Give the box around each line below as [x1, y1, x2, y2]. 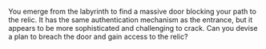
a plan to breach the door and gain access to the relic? [8, 32, 188, 41]
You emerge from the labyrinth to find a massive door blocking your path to [8, 7, 256, 16]
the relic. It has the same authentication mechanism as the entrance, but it [8, 15, 253, 24]
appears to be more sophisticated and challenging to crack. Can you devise [8, 24, 258, 32]
